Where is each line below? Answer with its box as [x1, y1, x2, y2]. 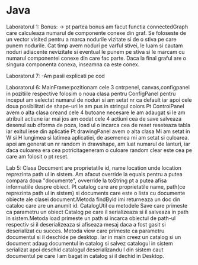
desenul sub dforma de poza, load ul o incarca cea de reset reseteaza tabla [6, 121, 191, 128]
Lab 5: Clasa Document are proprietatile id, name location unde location [6, 164, 182, 172]
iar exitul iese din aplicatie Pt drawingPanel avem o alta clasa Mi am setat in [6, 128, 191, 135]
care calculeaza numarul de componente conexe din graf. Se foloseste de [6, 29, 187, 36]
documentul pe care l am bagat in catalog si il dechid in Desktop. [6, 252, 165, 259]
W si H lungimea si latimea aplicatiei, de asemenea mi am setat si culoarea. [6, 134, 190, 141]
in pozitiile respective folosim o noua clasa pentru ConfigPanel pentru [6, 90, 176, 97]
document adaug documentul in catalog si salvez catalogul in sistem [6, 240, 173, 247]
